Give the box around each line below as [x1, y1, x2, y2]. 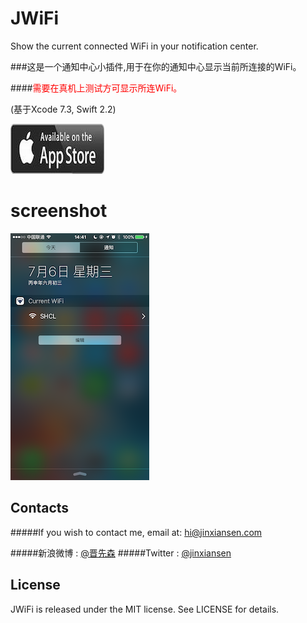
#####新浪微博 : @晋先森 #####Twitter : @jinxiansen [10, 547, 232, 559]
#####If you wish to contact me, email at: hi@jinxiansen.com [10, 526, 263, 538]
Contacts [10, 500, 70, 517]
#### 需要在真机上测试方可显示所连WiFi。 [10, 82, 183, 94]
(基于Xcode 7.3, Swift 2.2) [10, 103, 117, 115]
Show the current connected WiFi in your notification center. [10, 40, 259, 52]
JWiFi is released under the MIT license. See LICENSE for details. [10, 603, 280, 615]
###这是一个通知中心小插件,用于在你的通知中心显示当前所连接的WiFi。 [10, 60, 302, 72]
